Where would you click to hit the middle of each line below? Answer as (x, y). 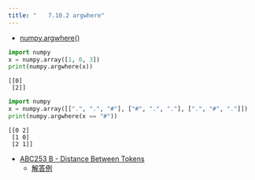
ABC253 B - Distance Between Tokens (82, 159)
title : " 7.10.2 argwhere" (56, 15)
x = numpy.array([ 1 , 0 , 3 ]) (54, 60)
